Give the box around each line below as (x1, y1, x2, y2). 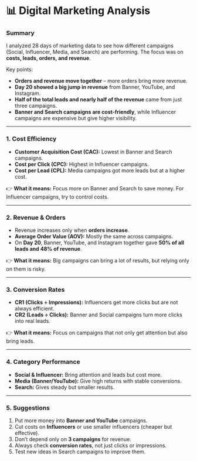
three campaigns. (14, 103, 57, 110)
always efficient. (14, 305, 55, 312)
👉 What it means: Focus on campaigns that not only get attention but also (6, 329, 188, 336)
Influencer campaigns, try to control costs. (6, 193, 109, 200)
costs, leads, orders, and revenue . (6, 54, 91, 62)
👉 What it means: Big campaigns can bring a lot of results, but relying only (6, 257, 189, 264)
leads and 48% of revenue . (14, 245, 82, 252)
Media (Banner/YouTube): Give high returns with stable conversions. (14, 377, 182, 384)
